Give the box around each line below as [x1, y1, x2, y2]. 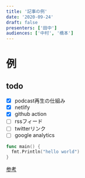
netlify [14, 104, 30, 111]
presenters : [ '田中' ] [6, 25, 57, 31]
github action [14, 111, 47, 118]
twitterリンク [14, 125, 46, 132]
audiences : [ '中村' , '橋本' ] [6, 30, 74, 36]
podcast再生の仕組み [14, 97, 66, 104]
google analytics [14, 132, 55, 139]
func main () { [6, 143, 41, 149]
